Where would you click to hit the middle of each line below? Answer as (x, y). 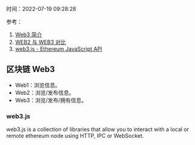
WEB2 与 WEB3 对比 (41, 42)
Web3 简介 (28, 34)
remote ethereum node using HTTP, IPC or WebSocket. (75, 136)
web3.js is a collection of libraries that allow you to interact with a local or (98, 129)
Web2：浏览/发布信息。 (45, 92)
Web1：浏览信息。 (38, 85)
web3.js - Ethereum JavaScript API (58, 49)
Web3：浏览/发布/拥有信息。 (51, 100)
